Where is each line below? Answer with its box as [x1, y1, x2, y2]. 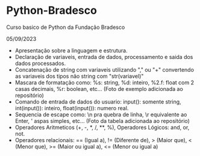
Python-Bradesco [6, 4, 98, 17]
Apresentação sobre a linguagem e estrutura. [14, 46, 128, 54]
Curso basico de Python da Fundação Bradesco [6, 23, 125, 31]
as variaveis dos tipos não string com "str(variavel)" [14, 72, 144, 80]
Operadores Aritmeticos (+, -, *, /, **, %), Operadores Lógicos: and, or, [14, 123, 190, 131]
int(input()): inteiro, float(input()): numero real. [14, 104, 129, 111]
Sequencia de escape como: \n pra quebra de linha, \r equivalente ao [14, 111, 187, 118]
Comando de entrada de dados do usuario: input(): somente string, [14, 98, 182, 105]
